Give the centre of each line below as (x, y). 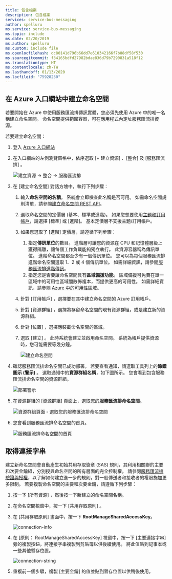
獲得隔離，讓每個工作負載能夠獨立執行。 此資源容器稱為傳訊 (91, 249)
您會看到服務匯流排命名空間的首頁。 (51, 422)
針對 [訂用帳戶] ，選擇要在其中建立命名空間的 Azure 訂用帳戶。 (87, 298)
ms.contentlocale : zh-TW (32, 67)
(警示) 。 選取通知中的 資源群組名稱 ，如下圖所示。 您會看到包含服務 (94, 372)
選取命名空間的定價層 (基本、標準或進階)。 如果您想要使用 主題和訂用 (93, 214)
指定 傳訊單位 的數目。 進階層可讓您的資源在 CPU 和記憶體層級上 (95, 242)
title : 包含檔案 (21, 10)
